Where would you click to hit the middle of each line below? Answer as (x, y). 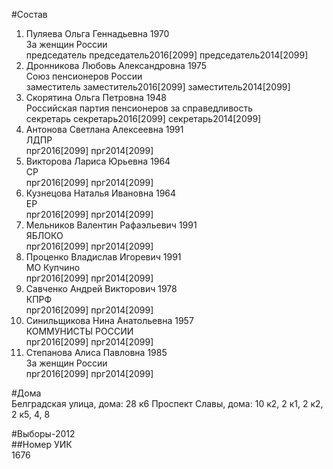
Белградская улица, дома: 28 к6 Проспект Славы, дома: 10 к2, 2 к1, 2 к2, (167, 403)
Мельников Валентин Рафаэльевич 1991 (111, 225)
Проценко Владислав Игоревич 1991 (103, 257)
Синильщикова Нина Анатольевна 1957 (109, 320)
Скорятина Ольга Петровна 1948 (96, 97)
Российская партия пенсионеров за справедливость (139, 108)
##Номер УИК (42, 444)
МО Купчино (53, 267)
